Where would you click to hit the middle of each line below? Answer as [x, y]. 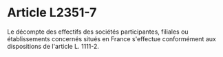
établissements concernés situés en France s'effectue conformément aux [112, 38]
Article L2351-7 [52, 13]
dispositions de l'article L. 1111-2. [53, 46]
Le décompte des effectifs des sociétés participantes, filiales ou [98, 32]
